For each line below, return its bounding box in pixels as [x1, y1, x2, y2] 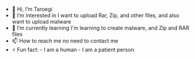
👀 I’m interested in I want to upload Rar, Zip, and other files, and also [11, 12, 179, 19]
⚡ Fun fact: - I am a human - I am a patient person [11, 46, 134, 53]
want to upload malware [11, 18, 72, 25]
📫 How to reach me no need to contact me [11, 37, 118, 44]
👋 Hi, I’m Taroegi [11, 6, 52, 12]
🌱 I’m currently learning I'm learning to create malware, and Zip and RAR [11, 24, 190, 31]
